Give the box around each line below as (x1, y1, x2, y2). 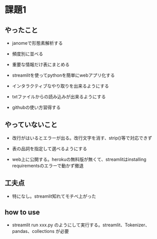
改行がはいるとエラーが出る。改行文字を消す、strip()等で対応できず (12, 135, 152, 141)
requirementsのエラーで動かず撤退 (12, 162, 84, 168)
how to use (5, 208, 40, 217)
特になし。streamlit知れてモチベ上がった (12, 193, 97, 199)
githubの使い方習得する (12, 104, 61, 110)
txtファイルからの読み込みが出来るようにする (12, 94, 106, 99)
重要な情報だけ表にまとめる (12, 62, 70, 68)
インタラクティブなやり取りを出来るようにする (12, 83, 109, 89)
